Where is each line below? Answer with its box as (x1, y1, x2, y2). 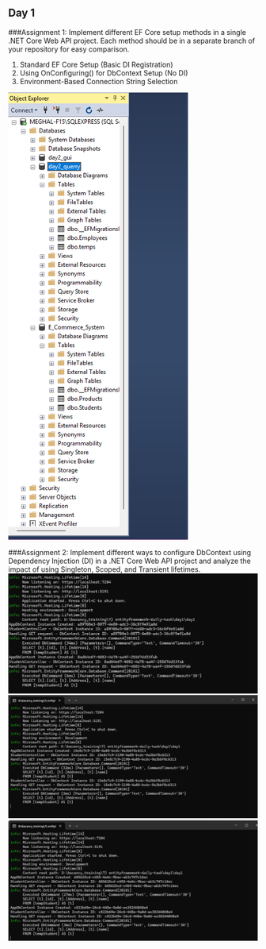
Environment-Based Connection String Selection (19, 76, 178, 86)
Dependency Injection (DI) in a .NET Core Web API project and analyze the (8, 556, 251, 565)
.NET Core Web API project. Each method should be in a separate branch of (8, 36, 256, 45)
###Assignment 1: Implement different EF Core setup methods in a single (8, 27, 247, 37)
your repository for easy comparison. (8, 44, 130, 54)
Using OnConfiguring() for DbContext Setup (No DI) (19, 68, 188, 78)
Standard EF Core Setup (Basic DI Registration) (19, 60, 173, 69)
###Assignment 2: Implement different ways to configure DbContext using (8, 547, 252, 557)
